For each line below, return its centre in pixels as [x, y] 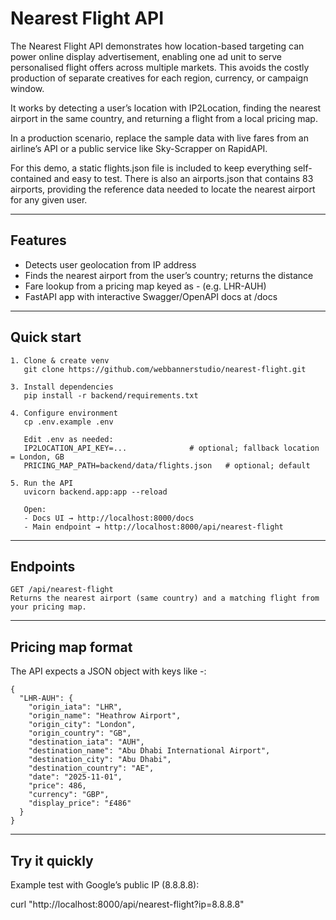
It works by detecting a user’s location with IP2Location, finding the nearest [166, 108]
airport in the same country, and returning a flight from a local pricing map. [164, 118]
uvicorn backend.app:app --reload [95, 492]
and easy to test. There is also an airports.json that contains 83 [183, 178]
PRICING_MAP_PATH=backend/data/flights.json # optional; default [167, 465]
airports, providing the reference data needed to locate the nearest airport [163, 189]
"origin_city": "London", [82, 725]
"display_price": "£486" [80, 803]
